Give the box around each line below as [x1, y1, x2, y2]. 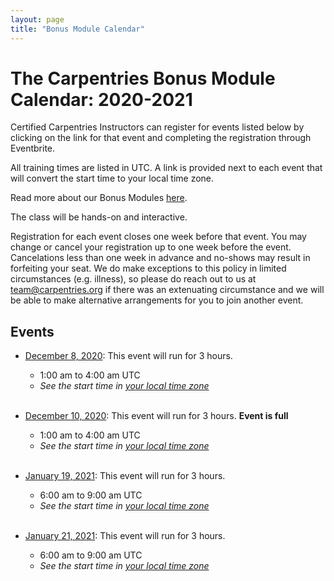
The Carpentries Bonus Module [10, 67, 276, 90]
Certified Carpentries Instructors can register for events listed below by [10, 121, 305, 133]
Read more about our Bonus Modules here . [10, 192, 188, 204]
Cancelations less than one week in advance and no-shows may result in [10, 252, 311, 264]
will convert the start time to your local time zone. [10, 172, 215, 185]
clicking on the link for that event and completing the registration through [10, 132, 312, 144]
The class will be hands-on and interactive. [10, 211, 188, 223]
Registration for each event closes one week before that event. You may [10, 231, 307, 243]
